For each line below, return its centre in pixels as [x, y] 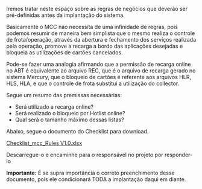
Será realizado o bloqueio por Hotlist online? [70, 113]
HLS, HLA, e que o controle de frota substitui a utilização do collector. [93, 83]
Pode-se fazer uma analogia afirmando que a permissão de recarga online [99, 64]
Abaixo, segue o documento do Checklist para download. [77, 131]
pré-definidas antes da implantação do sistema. [65, 15]
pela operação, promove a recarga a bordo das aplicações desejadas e [95, 46]
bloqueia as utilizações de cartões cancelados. [65, 53]
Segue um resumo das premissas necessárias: [64, 95]
